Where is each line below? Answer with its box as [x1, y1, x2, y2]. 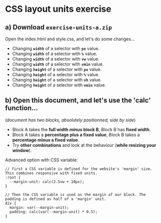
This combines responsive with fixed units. [5, 170, 98, 175]
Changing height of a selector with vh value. [12, 77, 102, 83]
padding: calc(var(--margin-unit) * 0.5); [9, 209, 98, 214]
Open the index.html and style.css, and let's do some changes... [5, 36, 135, 42]
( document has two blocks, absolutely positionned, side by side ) [5, 117, 136, 123]
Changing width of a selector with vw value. [12, 56, 100, 62]
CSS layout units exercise [5, 3, 111, 15]
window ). [12, 147, 32, 153]
